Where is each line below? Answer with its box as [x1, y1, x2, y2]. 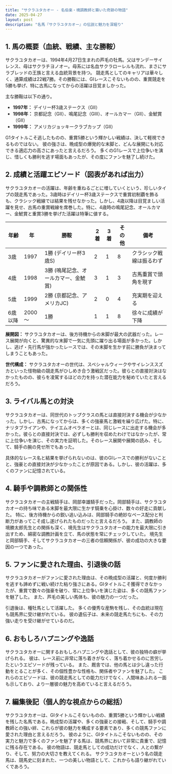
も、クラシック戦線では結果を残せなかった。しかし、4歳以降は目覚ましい [5, 197, 161, 204]
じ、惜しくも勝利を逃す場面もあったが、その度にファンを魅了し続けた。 [5, 154, 158, 160]
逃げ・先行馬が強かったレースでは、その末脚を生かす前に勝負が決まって [14, 344, 166, 350]
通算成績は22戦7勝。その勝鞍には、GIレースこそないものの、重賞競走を [14, 76, 166, 82]
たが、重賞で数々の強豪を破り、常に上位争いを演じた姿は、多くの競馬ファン [5, 587, 167, 594]
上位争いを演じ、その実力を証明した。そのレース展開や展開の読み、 [9, 437, 154, 444]
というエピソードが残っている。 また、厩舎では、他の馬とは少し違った [9, 661, 159, 668]
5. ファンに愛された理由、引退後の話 [5, 560, 121, 568]
